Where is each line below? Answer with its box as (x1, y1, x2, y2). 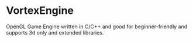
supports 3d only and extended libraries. (6, 29, 104, 36)
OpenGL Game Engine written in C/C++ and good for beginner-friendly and (6, 23, 188, 30)
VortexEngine (6, 4, 74, 17)
